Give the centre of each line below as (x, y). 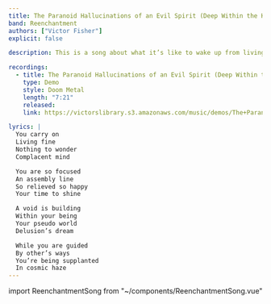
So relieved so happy (52, 186)
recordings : (28, 68)
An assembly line (45, 179)
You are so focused (48, 171)
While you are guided (52, 246)
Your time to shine (48, 194)
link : (32, 112)
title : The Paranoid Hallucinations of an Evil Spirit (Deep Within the (133, 16)
